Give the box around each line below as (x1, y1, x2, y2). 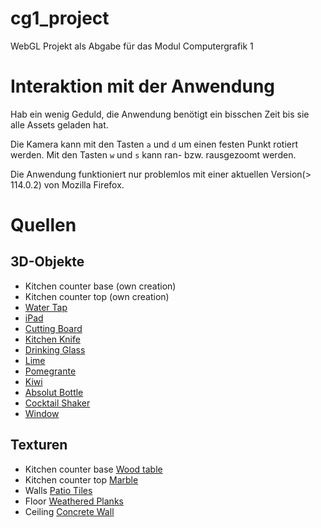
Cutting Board (24, 322, 83, 334)
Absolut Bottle (24, 386, 84, 398)
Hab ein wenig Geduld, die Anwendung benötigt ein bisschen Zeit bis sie (10, 108, 310, 120)
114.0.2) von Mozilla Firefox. (10, 178, 125, 191)
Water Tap (24, 301, 68, 313)
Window (24, 407, 60, 419)
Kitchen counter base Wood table (24, 463, 163, 475)
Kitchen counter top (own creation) (24, 290, 170, 302)
